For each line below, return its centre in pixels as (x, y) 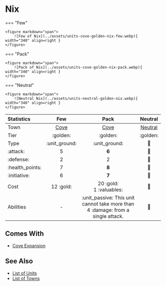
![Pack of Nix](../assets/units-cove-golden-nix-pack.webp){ (78, 67)
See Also (19, 261)
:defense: (19, 159)
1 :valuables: (108, 190)
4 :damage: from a (108, 210)
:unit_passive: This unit (108, 198)
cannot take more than (108, 204)
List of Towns (26, 278)
